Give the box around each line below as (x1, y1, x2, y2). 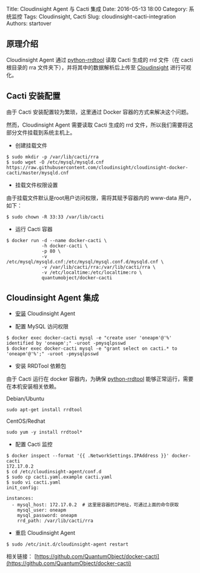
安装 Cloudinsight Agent (15, 310, 76, 318)
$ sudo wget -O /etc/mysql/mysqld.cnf (6, 159, 104, 165)
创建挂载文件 (15, 142, 47, 149)
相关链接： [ (6, 553, 37, 560)
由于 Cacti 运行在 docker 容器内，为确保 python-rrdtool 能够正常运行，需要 (6, 375, 194, 383)
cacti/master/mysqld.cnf (6, 170, 69, 176)
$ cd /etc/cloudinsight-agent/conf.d (6, 469, 102, 475)
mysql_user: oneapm (17, 507, 67, 513)
